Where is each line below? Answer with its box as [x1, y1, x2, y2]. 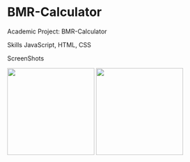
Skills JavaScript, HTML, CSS [7, 40, 92, 49]
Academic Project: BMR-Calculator [7, 27, 107, 35]
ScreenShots [7, 54, 45, 63]
